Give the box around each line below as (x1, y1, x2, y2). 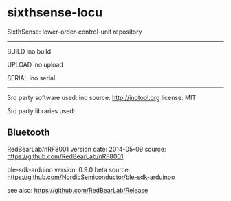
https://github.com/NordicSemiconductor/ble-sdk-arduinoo (7, 173, 175, 181)
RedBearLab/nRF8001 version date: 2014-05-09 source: (7, 145, 166, 153)
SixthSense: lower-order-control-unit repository (7, 27, 142, 36)
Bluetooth (7, 127, 50, 139)
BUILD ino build (7, 47, 52, 56)
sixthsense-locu (7, 5, 103, 21)
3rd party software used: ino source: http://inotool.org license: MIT (7, 93, 197, 102)
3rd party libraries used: (7, 106, 76, 115)
